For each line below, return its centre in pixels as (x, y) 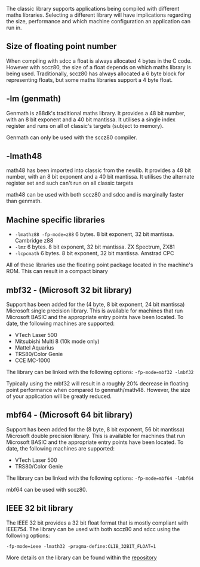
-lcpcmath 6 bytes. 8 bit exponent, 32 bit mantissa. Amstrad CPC (94, 253)
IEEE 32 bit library (40, 508)
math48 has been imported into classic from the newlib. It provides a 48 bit (99, 170)
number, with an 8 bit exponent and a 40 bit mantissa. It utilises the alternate (100, 177)
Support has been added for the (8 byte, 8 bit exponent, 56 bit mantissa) (96, 429)
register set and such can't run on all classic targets (70, 183)
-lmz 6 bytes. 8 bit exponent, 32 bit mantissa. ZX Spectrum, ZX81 (95, 247)
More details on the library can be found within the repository (81, 557)
